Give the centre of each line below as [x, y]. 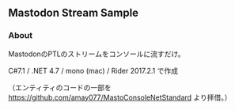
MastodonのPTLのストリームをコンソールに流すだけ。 [97, 54]
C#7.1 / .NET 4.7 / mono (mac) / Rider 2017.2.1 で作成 [93, 70]
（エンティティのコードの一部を [60, 87]
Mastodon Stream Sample [74, 13]
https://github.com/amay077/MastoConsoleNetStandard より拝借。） [120, 97]
